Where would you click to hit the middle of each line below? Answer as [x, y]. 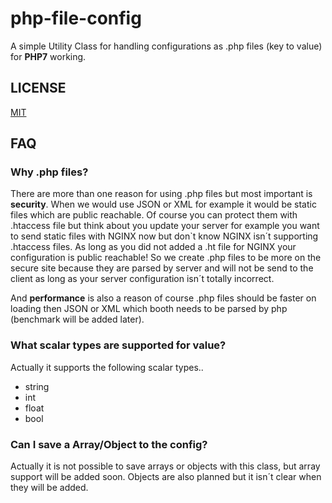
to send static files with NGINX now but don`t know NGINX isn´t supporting [164, 236]
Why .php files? [49, 172]
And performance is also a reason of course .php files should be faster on [163, 298]
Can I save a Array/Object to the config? [109, 444]
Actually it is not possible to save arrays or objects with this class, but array [165, 466]
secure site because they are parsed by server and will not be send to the [162, 268]
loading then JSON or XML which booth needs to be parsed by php [149, 309]
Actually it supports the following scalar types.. [107, 367]
